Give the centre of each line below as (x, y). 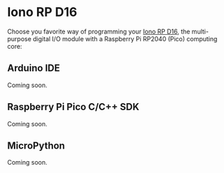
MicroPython (36, 145)
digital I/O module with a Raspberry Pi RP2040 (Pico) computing (125, 38)
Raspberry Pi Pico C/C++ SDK (73, 107)
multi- (200, 31)
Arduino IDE (34, 68)
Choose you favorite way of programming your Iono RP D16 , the (99, 31)
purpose (19, 38)
